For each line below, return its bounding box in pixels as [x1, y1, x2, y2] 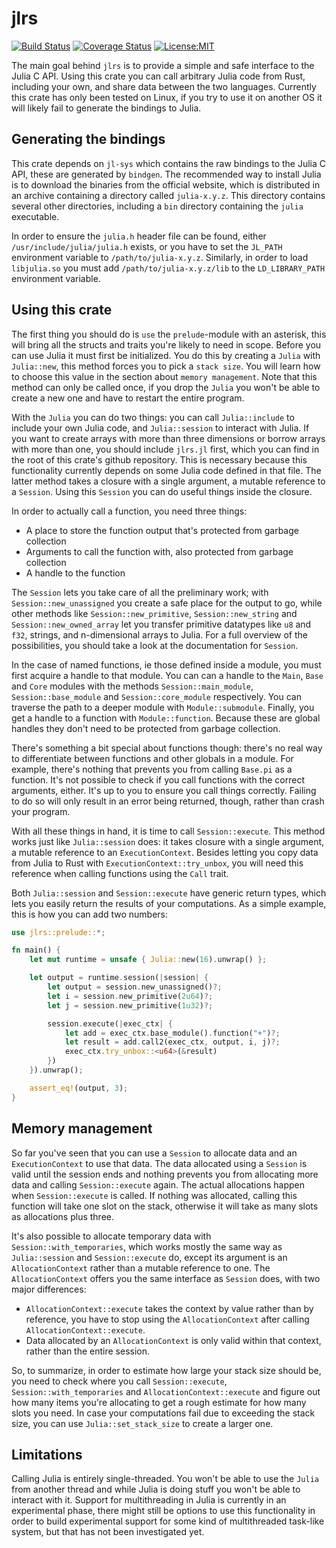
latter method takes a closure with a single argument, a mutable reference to [11, 475, 326, 487]
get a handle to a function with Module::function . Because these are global [11, 712, 321, 724]
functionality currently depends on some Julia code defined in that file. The [11, 464, 322, 476]
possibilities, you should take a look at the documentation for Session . [11, 639, 299, 651]
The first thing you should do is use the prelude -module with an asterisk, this [11, 328, 327, 340]
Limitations [11, 1446, 83, 1463]
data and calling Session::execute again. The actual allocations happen [11, 1178, 305, 1191]
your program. [11, 805, 71, 817]
